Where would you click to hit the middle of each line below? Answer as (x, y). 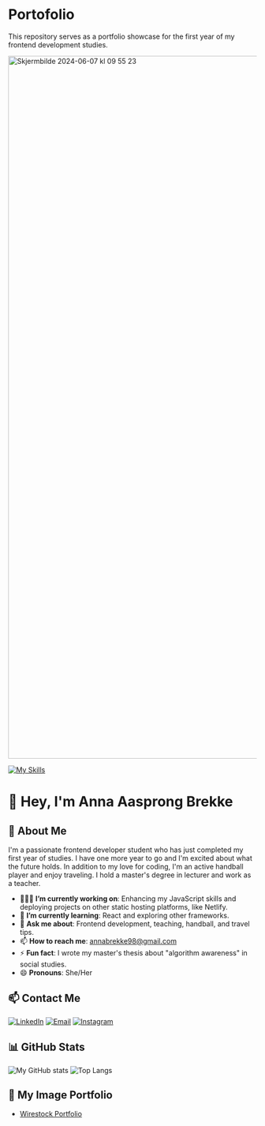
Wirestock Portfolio (51, 1114)
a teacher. (24, 883)
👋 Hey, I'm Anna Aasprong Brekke (121, 802)
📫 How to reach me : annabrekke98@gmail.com (98, 940)
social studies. (43, 964)
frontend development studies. (58, 44)
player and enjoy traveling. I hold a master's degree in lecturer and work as (130, 875)
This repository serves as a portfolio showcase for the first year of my (121, 36)
